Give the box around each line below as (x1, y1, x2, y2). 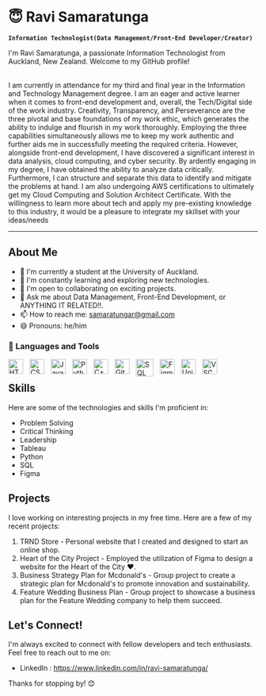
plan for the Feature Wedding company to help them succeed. (19, 595, 222, 605)
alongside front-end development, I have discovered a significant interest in (8, 148, 255, 157)
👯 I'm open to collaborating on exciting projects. (19, 283, 177, 293)
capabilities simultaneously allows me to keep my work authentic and (8, 131, 234, 140)
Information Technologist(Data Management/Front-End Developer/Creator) (8, 34, 253, 42)
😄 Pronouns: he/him (19, 321, 87, 330)
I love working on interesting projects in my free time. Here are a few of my (8, 513, 252, 522)
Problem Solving (19, 417, 74, 428)
